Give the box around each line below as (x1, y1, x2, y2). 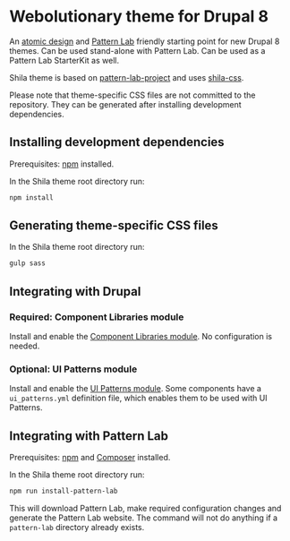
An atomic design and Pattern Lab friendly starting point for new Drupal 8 (9, 36, 280, 47)
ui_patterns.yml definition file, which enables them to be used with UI (9, 392, 268, 404)
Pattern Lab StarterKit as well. (9, 55, 119, 65)
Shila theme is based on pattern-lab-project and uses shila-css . (9, 72, 244, 82)
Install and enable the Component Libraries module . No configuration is (9, 331, 273, 341)
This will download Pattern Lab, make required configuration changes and (9, 502, 282, 513)
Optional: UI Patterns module (9, 363, 138, 375)
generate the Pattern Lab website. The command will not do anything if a (9, 512, 278, 523)
